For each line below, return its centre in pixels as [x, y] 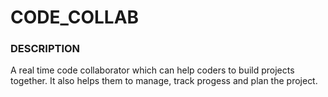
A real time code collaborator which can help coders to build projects [152, 70]
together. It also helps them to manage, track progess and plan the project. [164, 81]
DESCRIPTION [45, 49]
